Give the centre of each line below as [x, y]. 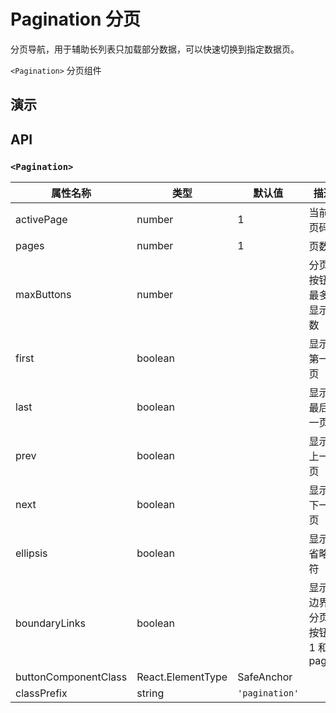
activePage [41, 220]
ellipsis [31, 553]
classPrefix [41, 693]
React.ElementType [182, 677]
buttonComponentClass [71, 677]
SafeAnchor [265, 677]
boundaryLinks [51, 623]
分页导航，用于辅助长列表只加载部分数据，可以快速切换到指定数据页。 [155, 49]
